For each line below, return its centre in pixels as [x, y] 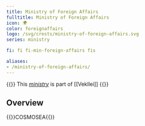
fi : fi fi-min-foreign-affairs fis [51, 51]
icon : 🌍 [17, 23]
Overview [25, 103]
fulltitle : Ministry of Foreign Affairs [58, 17]
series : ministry [28, 40]
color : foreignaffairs [35, 28]
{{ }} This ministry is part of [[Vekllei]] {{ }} [57, 84]
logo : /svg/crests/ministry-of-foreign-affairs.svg [72, 34]
